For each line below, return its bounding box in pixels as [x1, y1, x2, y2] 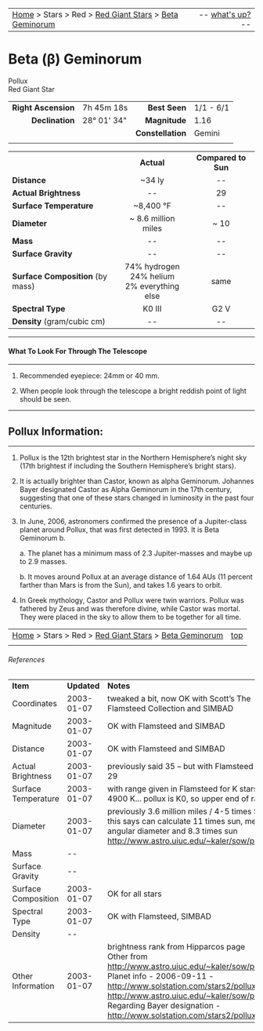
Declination [31, 115, 75, 126]
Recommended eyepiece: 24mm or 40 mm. [19, 371, 160, 381]
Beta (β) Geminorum [8, 50, 142, 68]
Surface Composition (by [12, 271, 108, 282]
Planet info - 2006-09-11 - [106, 971, 214, 982]
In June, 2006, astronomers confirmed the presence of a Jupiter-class [19, 516, 247, 526]
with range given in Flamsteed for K [106, 784, 238, 795]
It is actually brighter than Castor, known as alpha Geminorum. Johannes [19, 476, 254, 486]
